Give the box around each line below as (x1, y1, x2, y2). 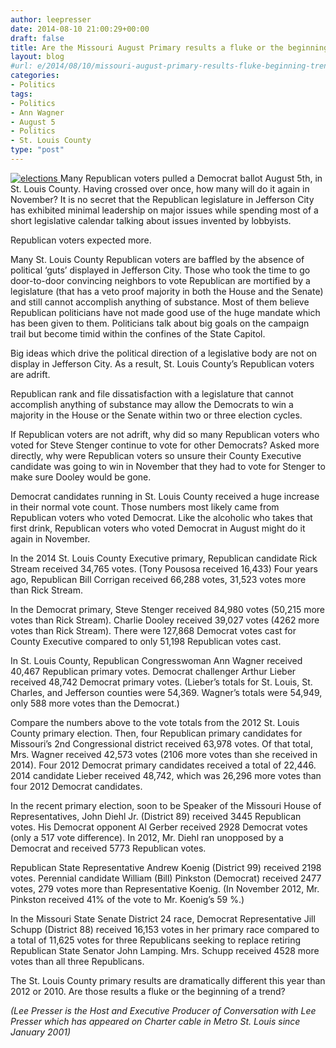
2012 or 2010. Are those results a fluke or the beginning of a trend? (10, 985, 286, 997)
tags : (10, 89, 33, 99)
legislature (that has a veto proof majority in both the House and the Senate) (10, 285, 324, 297)
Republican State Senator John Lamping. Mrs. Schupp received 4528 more (10, 944, 320, 956)
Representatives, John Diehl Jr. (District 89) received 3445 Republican (10, 810, 302, 822)
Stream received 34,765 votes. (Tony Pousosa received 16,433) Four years (10, 562, 318, 575)
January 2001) (10, 1026, 72, 1038)
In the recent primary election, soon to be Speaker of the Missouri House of (10, 799, 322, 811)
